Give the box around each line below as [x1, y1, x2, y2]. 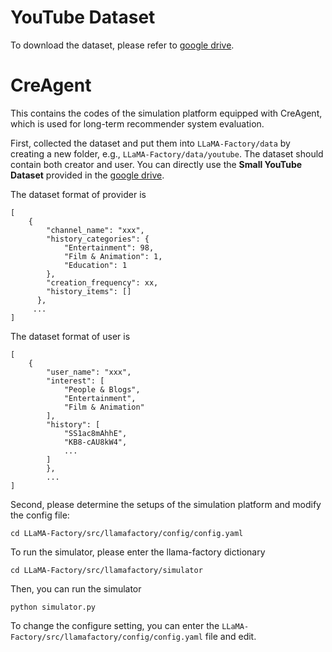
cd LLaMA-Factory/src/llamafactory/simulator [10, 565, 203, 575]
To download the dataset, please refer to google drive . [10, 39, 235, 51]
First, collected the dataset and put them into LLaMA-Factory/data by [10, 137, 291, 149]
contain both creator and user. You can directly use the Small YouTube [10, 158, 303, 170]
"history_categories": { [46, 234, 150, 244]
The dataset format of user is [10, 330, 131, 342]
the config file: [10, 509, 70, 521]
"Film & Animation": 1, [63, 251, 163, 261]
